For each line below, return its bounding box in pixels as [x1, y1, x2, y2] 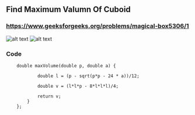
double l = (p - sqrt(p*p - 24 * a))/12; [37, 73, 140, 79]
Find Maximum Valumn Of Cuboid [6, 5, 131, 15]
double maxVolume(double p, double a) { [16, 63, 116, 69]
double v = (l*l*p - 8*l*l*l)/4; [37, 83, 119, 89]
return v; [37, 93, 61, 99]
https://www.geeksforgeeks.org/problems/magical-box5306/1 [6, 22, 189, 30]
